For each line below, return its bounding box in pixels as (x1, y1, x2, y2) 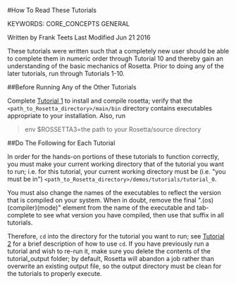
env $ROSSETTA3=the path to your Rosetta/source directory (24, 125, 201, 133)
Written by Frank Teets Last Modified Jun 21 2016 (7, 33, 151, 42)
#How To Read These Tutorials (7, 6, 97, 14)
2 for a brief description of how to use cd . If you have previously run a (7, 239, 209, 248)
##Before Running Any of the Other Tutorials (7, 83, 137, 91)
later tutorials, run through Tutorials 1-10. (7, 70, 125, 77)
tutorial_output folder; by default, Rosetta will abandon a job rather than (7, 255, 215, 262)
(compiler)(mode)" (7, 203, 61, 212)
